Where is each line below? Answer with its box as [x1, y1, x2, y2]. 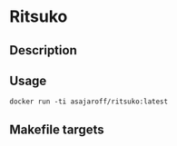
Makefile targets [9, 122, 104, 137]
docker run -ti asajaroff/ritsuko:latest [9, 97, 169, 106]
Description [9, 43, 77, 58]
